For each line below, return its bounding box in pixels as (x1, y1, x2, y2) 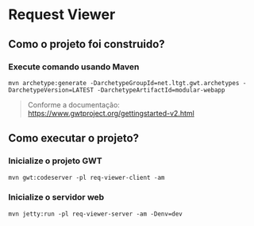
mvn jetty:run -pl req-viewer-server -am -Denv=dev (8, 209, 183, 218)
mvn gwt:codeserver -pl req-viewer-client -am (8, 173, 165, 181)
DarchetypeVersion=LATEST (8, 86, 94, 94)
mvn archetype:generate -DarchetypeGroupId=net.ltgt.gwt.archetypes (8, 79, 240, 87)
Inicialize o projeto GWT (8, 155, 102, 166)
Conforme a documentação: (27, 99, 121, 109)
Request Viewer (8, 6, 116, 24)
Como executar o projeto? (8, 131, 140, 145)
